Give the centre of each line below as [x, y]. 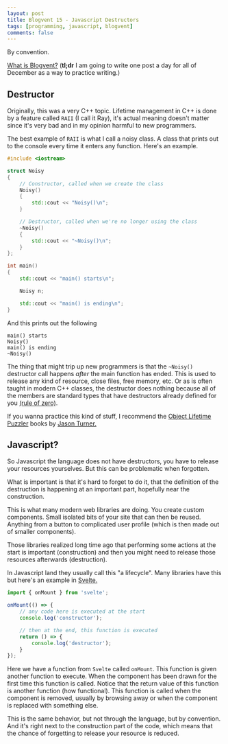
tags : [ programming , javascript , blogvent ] [70, 26]
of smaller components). [42, 532]
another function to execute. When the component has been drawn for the [112, 676]
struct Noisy [26, 171]
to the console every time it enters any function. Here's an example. [103, 146]
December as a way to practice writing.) [64, 73]
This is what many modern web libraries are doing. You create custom [106, 510]
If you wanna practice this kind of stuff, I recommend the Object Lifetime [109, 416]
